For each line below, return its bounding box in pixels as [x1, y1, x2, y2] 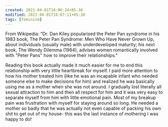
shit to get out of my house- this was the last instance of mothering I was [5, 111, 159, 117]
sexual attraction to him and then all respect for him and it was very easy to [5, 89, 163, 96]
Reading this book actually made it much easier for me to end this [5, 62, 143, 69]
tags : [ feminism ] [5, 17, 42, 22]
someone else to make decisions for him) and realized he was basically [5, 78, 155, 84]
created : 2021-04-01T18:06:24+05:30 [5, 7, 83, 13]
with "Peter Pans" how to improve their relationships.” [5, 52, 118, 58]
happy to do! [5, 116, 32, 122]
